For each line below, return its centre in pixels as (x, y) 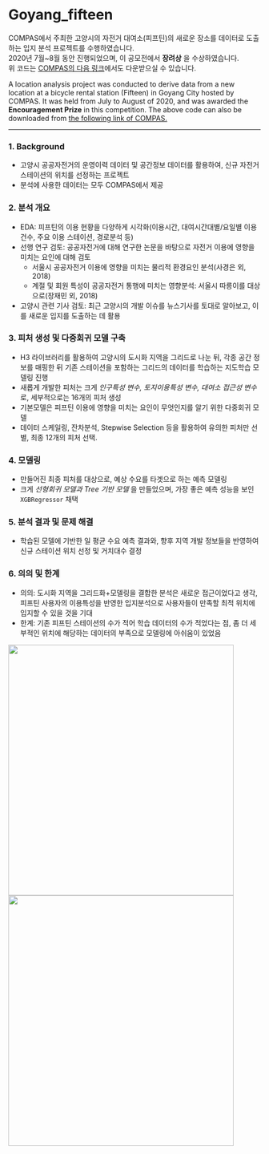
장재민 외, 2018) (73, 295)
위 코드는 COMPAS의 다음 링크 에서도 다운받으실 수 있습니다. (102, 68)
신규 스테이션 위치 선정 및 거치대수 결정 (81, 551)
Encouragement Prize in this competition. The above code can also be (125, 109)
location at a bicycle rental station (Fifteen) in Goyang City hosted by (121, 92)
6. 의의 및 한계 (34, 573)
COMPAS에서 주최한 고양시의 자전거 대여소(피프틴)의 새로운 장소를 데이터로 (126, 38)
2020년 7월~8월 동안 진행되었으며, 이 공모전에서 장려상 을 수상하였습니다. (124, 58)
